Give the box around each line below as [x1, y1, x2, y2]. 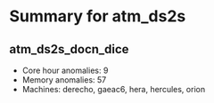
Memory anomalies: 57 [21, 75, 107, 85]
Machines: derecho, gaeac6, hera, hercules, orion [21, 84, 206, 94]
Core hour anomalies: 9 [21, 65, 109, 75]
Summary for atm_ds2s [9, 6, 186, 27]
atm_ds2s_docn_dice [9, 42, 129, 57]
